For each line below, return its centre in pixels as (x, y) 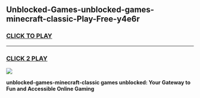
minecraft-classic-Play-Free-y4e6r (73, 19)
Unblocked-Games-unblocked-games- (80, 10)
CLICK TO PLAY (29, 36)
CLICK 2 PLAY (27, 58)
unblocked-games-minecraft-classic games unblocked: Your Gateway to (98, 82)
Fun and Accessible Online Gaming (50, 88)
